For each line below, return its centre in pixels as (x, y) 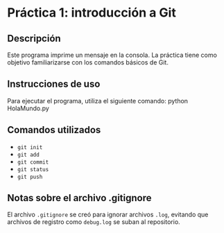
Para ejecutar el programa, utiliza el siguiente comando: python (98, 101)
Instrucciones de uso (54, 84)
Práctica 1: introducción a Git (92, 13)
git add (28, 155)
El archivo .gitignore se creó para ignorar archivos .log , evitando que (108, 215)
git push (30, 177)
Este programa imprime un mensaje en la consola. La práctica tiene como (112, 55)
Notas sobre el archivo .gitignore (79, 198)
